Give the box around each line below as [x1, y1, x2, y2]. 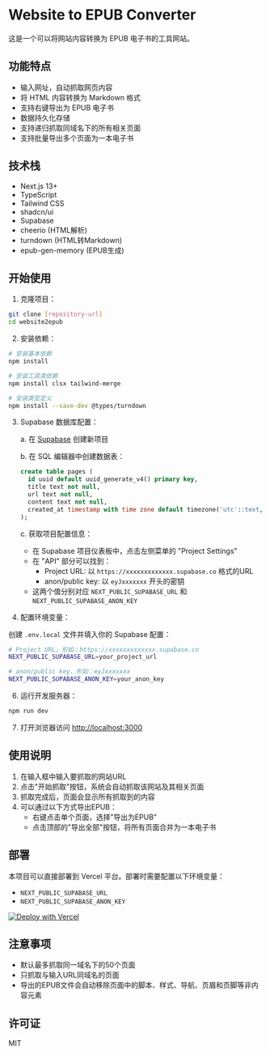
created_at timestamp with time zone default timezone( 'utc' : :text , [27, 505, 264, 513]
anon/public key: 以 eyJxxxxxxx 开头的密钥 [44, 576, 184, 586]
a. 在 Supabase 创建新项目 [19, 435, 109, 444]
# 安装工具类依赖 [8, 372, 58, 380]
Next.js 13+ [19, 181, 58, 191]
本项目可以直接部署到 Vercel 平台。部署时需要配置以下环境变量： [8, 871, 225, 881]
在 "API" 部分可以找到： [32, 556, 112, 566]
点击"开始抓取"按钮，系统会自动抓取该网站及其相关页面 [19, 781, 205, 791]
